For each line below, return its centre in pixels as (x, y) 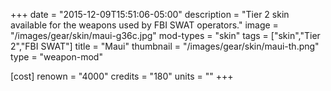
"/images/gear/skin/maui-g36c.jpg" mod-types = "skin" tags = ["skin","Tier (165, 35)
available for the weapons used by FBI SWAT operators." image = (144, 25)
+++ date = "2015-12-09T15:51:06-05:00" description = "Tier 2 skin (150, 14)
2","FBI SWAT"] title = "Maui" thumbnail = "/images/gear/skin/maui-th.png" (165, 46)
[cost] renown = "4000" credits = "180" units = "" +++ (122, 76)
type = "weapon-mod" (56, 57)
